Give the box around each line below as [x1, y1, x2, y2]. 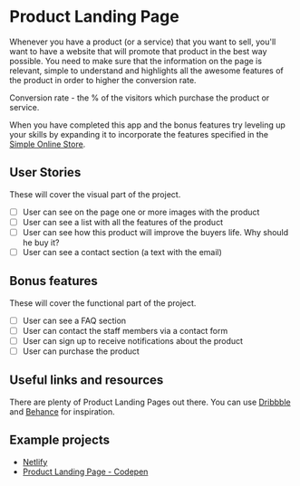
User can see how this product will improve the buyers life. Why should [22, 226, 289, 237]
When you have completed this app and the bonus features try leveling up [9, 119, 285, 130]
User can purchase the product [22, 346, 140, 357]
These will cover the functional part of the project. [9, 297, 197, 309]
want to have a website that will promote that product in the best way [9, 45, 267, 56]
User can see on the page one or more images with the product [22, 206, 260, 217]
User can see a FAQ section [22, 315, 127, 326]
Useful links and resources [9, 373, 164, 388]
